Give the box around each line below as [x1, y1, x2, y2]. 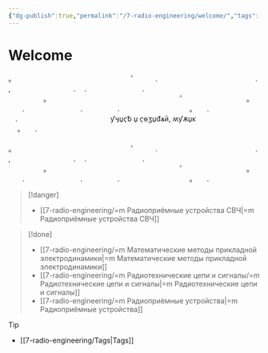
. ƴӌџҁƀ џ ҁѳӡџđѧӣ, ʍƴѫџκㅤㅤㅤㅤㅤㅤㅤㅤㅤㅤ [14, 114, 261, 123]
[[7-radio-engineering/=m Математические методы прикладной [39, 245, 258, 255]
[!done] [27, 229, 53, 239]
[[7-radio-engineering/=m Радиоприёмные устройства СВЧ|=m [39, 205, 254, 215]
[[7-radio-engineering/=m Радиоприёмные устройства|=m [39, 295, 238, 305]
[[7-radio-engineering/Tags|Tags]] [19, 335, 134, 345]
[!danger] [27, 190, 59, 199]
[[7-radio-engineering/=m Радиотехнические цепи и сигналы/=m [39, 270, 260, 280]
